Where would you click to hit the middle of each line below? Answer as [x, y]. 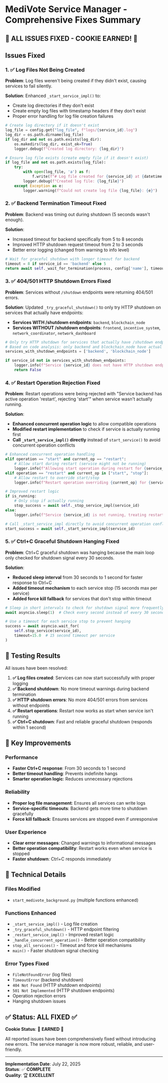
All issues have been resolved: [36, 668]
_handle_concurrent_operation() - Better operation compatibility [79, 940]
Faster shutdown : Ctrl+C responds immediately [62, 859]
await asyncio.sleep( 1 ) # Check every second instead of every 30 [77, 612]
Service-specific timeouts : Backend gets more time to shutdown [80, 808]
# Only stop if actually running [49, 501]
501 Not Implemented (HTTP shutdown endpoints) [63, 991]
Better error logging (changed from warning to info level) [71, 250]
